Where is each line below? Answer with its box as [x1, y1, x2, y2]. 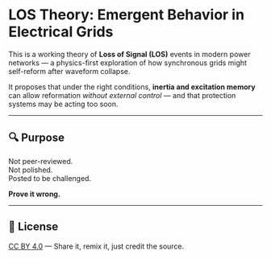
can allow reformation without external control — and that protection [8, 90, 236, 100]
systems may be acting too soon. [8, 99, 119, 109]
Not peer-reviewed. [8, 156, 73, 166]
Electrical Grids [8, 23, 114, 41]
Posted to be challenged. [8, 173, 91, 183]
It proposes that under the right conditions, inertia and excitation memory [8, 82, 256, 92]
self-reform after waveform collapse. [8, 66, 131, 76]
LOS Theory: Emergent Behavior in [8, 6, 244, 24]
